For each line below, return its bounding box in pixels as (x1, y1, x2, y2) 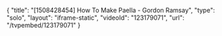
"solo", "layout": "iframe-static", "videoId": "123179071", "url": (6, 13, 185, 22)
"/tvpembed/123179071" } (6, 21, 81, 29)
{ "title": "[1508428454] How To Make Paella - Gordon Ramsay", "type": (6, 6, 216, 14)
